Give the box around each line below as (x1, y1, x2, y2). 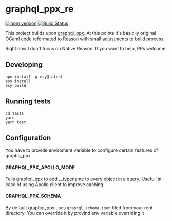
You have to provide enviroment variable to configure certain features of (5, 147, 158, 153)
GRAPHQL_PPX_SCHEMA (5, 193, 61, 199)
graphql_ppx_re (5, 3, 74, 15)
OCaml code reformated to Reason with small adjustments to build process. (5, 35, 165, 42)
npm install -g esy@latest (5, 74, 63, 79)
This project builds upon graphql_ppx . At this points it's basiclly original (5, 30, 157, 36)
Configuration (5, 133, 51, 142)
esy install (5, 78, 31, 84)
